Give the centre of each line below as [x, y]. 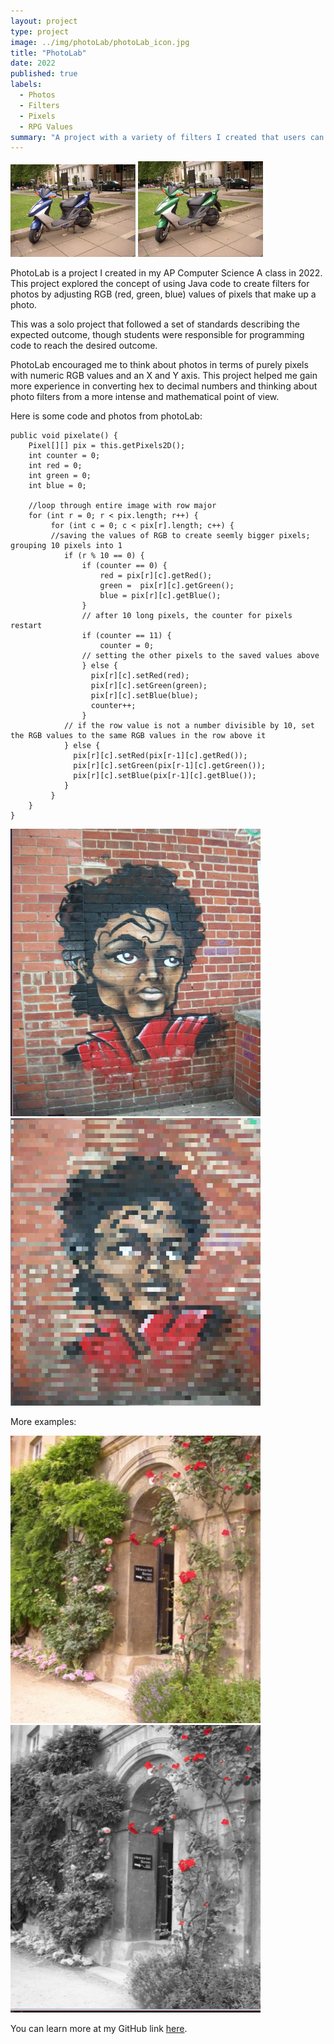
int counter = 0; [64, 456]
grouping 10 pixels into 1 [66, 546]
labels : [26, 85]
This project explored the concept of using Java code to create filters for [160, 284]
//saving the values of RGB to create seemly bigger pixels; [180, 536]
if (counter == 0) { [124, 566]
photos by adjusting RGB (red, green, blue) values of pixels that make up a [163, 294]
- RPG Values [46, 126]
